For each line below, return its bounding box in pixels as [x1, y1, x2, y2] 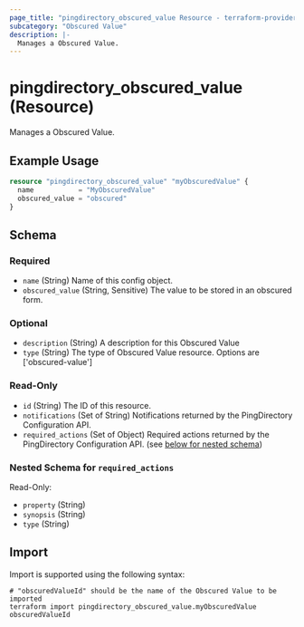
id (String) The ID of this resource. [22, 400, 152, 410]
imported [9, 594, 43, 603]
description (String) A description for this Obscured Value [22, 337, 240, 349]
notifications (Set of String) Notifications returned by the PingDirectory [22, 410, 293, 420]
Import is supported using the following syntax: [9, 568, 185, 580]
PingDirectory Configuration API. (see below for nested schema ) [22, 439, 262, 449]
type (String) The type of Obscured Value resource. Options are [22, 347, 261, 358]
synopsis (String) [22, 509, 86, 520]
